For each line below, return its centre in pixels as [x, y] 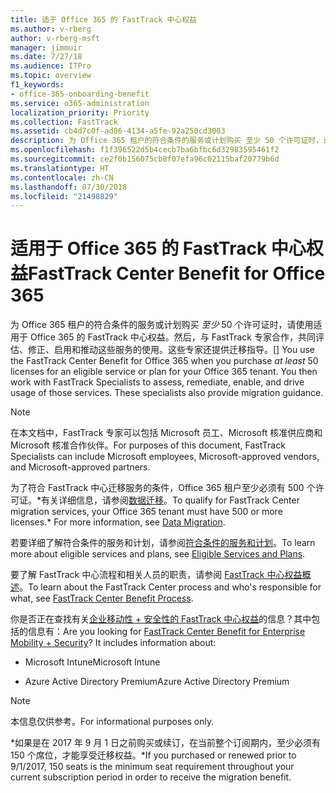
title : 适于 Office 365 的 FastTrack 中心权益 [104, 19]
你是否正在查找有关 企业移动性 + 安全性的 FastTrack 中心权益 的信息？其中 [161, 619]
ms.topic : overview [51, 76]
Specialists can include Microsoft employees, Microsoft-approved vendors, [165, 457]
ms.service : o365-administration [80, 103]
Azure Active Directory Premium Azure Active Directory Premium [157, 682]
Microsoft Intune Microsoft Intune [92, 662]
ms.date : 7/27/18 [46, 57]
